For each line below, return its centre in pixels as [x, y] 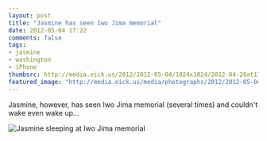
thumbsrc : [25, 74]
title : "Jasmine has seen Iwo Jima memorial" [85, 23]
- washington [30, 60]
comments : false [35, 38]
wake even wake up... [44, 112]
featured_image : [35, 82]
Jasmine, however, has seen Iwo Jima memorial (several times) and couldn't [133, 105]
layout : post [30, 15]
